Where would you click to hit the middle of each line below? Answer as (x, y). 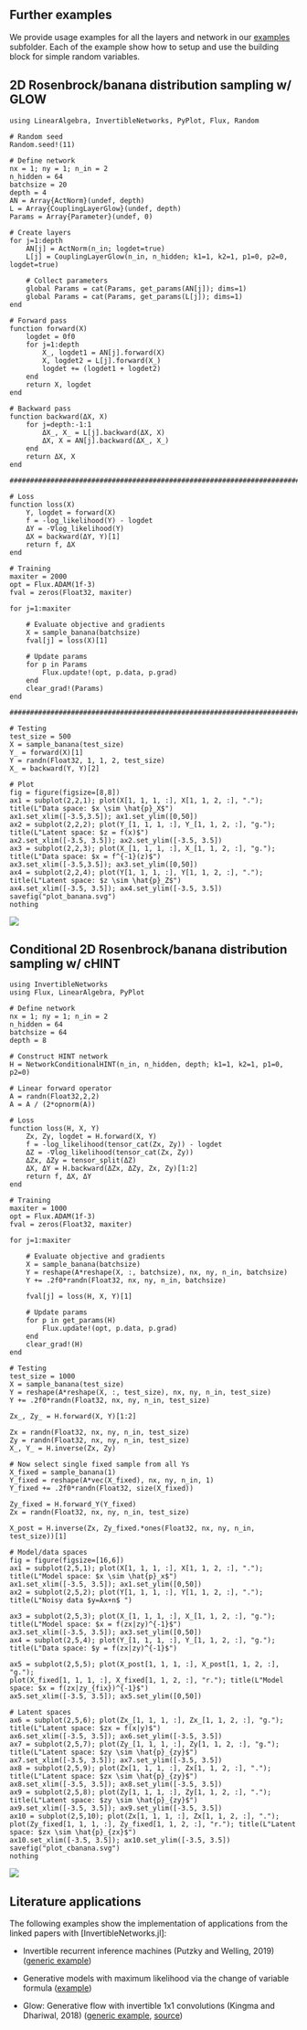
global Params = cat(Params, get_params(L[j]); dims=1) (135, 296)
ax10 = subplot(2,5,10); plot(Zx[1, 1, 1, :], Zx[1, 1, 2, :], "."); (145, 1817)
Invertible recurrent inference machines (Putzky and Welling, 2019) (148, 1951)
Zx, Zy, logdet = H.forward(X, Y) (91, 1137)
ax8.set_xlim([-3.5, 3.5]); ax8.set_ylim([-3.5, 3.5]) (116, 1785)
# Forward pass (38, 320)
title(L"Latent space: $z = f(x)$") (79, 832)
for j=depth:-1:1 (59, 424)
